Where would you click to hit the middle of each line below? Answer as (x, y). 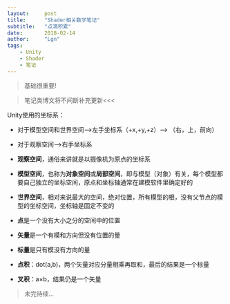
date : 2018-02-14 (41, 33)
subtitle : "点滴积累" (39, 26)
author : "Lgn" (33, 39)
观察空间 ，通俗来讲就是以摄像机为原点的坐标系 (84, 159)
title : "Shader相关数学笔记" (54, 20)
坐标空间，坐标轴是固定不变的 (72, 205)
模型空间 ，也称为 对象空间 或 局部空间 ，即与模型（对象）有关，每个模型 (117, 173)
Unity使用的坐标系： (36, 115)
